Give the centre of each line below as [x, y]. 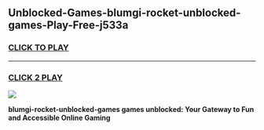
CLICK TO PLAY [38, 48]
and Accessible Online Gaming [59, 117]
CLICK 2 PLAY [35, 77]
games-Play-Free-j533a [68, 26]
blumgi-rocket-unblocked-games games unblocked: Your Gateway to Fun [131, 109]
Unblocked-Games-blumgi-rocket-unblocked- [125, 13]
